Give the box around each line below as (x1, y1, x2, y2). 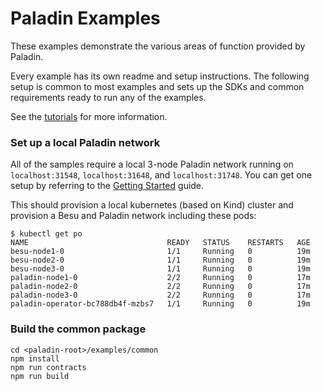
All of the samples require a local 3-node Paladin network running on (10, 158, 294, 171)
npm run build (10, 371, 70, 381)
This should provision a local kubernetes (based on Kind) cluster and (10, 199, 294, 211)
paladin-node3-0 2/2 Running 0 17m (10, 290, 311, 301)
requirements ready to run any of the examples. (10, 91, 207, 103)
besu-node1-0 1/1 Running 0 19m (10, 247, 311, 257)
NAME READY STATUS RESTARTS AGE (10, 238, 311, 248)
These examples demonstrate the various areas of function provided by (10, 40, 306, 52)
